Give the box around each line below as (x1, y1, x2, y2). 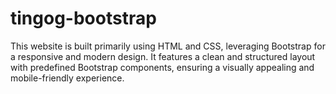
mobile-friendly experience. (10, 72, 125, 84)
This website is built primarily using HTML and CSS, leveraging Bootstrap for (10, 40, 326, 52)
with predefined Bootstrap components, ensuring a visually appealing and (10, 61, 315, 73)
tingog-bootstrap (10, 7, 157, 30)
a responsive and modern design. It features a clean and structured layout (10, 50, 316, 62)
